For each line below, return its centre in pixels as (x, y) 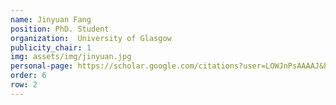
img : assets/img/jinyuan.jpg (71, 57)
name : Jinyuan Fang (51, 19)
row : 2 (24, 85)
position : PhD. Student (60, 29)
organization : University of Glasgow (91, 38)
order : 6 (28, 76)
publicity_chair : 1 (51, 47)
